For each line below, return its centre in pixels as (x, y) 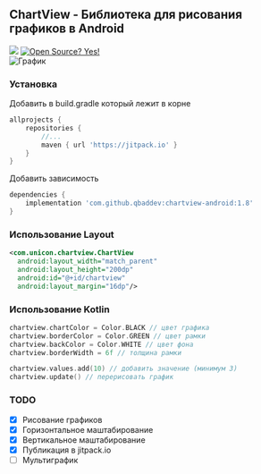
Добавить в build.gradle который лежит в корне (100, 104)
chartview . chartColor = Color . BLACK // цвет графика (109, 327)
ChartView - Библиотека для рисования (126, 15)
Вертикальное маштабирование (84, 440)
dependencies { (38, 195)
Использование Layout (62, 234)
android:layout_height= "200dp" (76, 270)
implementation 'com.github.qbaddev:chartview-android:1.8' (139, 203)
